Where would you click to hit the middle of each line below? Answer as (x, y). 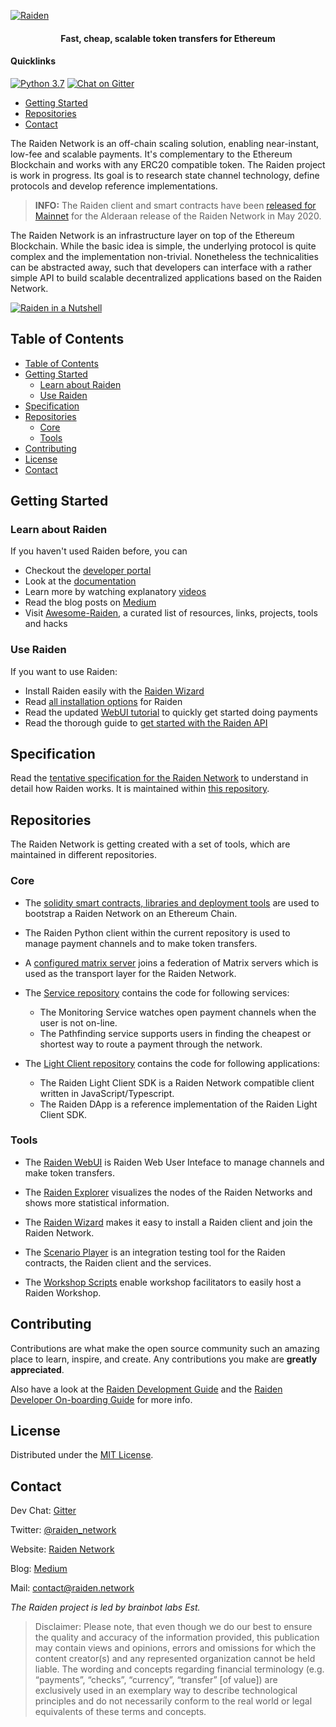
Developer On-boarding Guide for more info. (101, 1399)
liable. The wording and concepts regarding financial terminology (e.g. (179, 1669)
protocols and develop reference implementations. (114, 186)
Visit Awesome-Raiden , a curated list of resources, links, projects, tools (171, 613)
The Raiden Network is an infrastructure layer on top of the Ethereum (152, 235)
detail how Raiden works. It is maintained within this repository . (140, 789)
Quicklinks (33, 61)
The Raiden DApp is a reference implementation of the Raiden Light (178, 1104)
